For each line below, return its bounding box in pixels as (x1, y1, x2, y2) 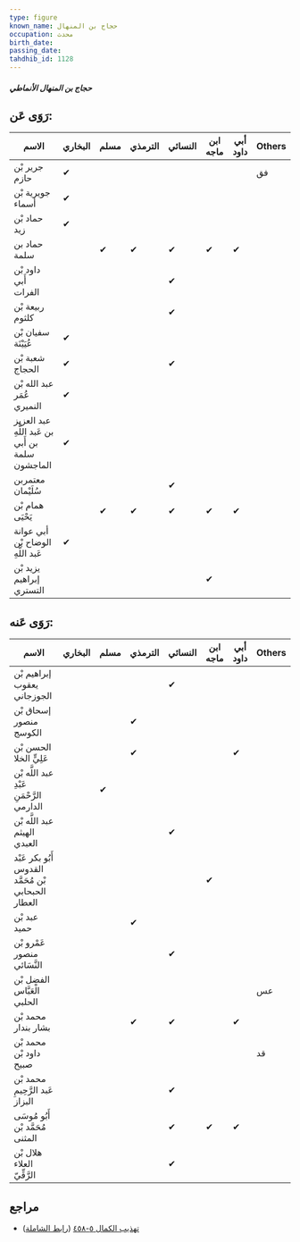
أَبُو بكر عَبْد (13, 852, 54, 864)
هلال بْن (13, 1146, 43, 1159)
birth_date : (9, 38, 54, 47)
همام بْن (13, 499, 45, 512)
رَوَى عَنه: (9, 614, 54, 630)
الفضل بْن (13, 973, 51, 986)
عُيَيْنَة (13, 337, 33, 349)
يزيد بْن (13, 562, 41, 575)
